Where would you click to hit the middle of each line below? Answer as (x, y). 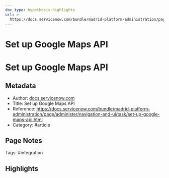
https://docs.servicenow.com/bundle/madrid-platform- (93, 108)
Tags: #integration (24, 153)
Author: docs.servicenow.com (44, 98)
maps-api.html (27, 120)
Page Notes (24, 140)
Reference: (24, 108)
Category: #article (31, 125)
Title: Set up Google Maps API (44, 103)
